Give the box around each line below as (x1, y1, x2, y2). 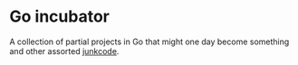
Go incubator (9, 6, 111, 27)
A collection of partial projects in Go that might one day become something (9, 36, 290, 47)
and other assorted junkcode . (9, 45, 120, 56)
